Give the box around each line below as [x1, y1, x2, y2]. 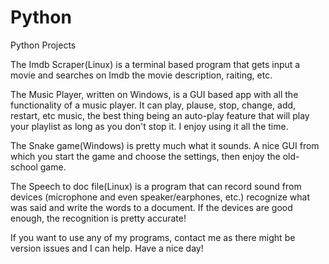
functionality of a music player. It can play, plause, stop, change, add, [10, 99, 297, 111]
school [10, 161, 38, 173]
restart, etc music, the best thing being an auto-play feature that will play [10, 109, 310, 121]
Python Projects [10, 39, 77, 51]
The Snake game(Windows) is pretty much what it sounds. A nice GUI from [10, 139, 320, 151]
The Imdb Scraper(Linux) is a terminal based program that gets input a [10, 58, 301, 70]
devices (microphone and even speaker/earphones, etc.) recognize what [10, 191, 311, 203]
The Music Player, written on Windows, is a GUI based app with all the [10, 88, 299, 100]
